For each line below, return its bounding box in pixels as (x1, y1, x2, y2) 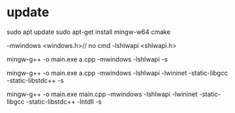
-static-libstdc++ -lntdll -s (25, 97, 102, 106)
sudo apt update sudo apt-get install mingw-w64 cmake (6, 28, 171, 36)
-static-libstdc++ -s (6, 76, 64, 85)
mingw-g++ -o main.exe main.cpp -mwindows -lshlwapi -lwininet (6, 90, 198, 98)
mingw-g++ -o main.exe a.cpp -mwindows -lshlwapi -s (6, 54, 168, 64)
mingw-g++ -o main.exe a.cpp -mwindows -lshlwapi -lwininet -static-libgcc (6, 69, 228, 77)
